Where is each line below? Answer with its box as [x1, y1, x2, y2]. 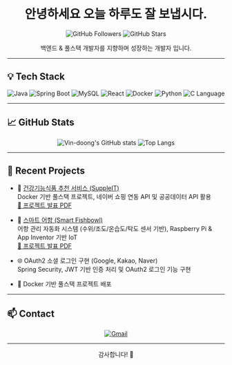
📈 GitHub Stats [7, 117, 75, 129]
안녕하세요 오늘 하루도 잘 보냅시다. [24, 6, 208, 22]
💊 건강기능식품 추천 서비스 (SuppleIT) [17, 184, 119, 192]
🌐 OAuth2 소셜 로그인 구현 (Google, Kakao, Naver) [17, 256, 158, 265]
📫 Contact [7, 308, 55, 319]
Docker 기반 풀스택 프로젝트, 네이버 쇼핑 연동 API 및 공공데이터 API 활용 [17, 193, 212, 201]
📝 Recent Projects [7, 165, 85, 176]
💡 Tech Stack [7, 71, 66, 83]
